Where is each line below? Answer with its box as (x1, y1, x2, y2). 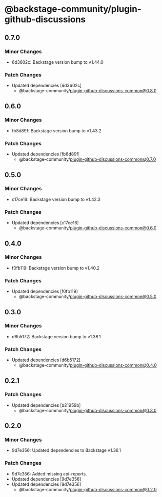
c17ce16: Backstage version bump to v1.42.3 (11, 196, 101, 202)
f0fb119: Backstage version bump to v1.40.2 (11, 265, 100, 271)
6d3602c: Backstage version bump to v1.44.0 (11, 59, 103, 65)
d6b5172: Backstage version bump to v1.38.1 (11, 333, 101, 339)
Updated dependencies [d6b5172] (11, 357, 81, 363)
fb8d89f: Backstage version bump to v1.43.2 (11, 127, 101, 133)
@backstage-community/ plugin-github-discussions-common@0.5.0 (19, 294, 157, 299)
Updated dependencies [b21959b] (11, 402, 81, 408)
